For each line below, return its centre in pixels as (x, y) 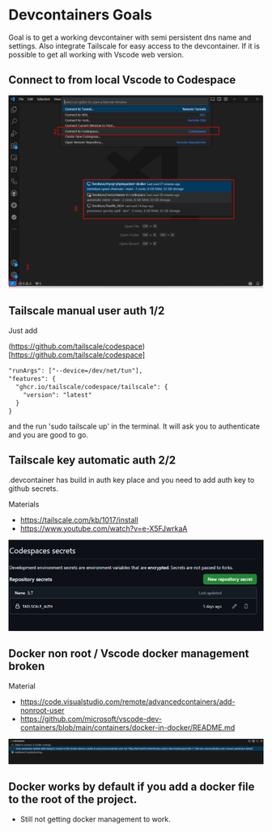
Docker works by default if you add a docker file (132, 787)
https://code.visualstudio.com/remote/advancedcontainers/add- (127, 702)
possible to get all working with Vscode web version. (96, 54)
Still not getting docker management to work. (96, 819)
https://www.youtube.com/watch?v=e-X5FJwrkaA (104, 528)
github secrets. (34, 489)
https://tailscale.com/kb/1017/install (79, 519)
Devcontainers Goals (80, 15)
